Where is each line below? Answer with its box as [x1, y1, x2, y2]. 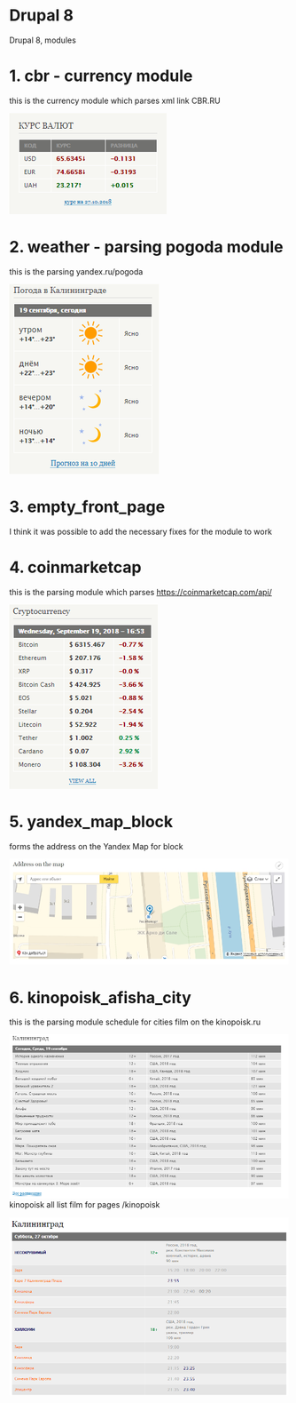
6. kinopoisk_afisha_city [9, 987, 192, 1008]
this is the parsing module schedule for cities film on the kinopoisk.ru [9, 1016, 261, 1027]
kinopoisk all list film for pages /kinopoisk [9, 1200, 160, 1210]
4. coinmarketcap [9, 557, 142, 578]
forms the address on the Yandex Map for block [9, 841, 183, 851]
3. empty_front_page [9, 497, 166, 516]
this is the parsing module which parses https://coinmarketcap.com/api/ [9, 586, 273, 597]
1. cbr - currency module [9, 66, 193, 86]
